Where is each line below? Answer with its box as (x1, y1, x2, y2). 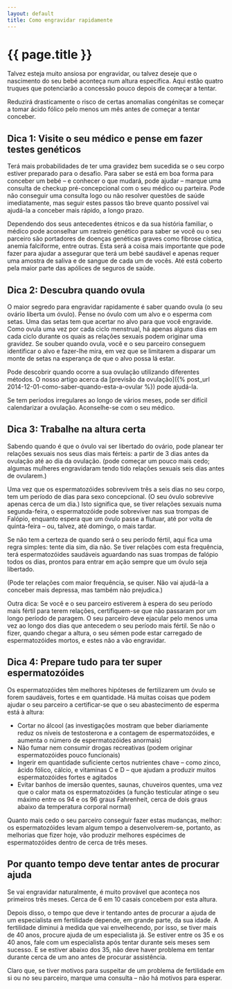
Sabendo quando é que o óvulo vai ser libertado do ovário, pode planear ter (7, 442, 224, 450)
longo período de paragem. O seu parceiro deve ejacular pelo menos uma (7, 614, 218, 622)
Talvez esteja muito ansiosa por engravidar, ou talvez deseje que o (7, 70, 197, 78)
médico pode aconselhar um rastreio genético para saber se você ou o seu (7, 227, 222, 236)
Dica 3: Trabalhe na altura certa (7, 423, 146, 435)
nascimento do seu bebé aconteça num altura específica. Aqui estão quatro (7, 77, 224, 85)
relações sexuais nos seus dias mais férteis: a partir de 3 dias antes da (7, 449, 209, 457)
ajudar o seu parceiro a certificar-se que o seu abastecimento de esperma (7, 700, 220, 709)
